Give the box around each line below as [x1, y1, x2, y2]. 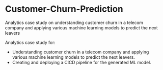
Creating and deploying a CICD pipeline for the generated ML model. [12, 59, 151, 65]
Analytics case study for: [5, 39, 55, 45]
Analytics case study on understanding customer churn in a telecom [5, 20, 143, 25]
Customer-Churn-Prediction [5, 3, 124, 15]
